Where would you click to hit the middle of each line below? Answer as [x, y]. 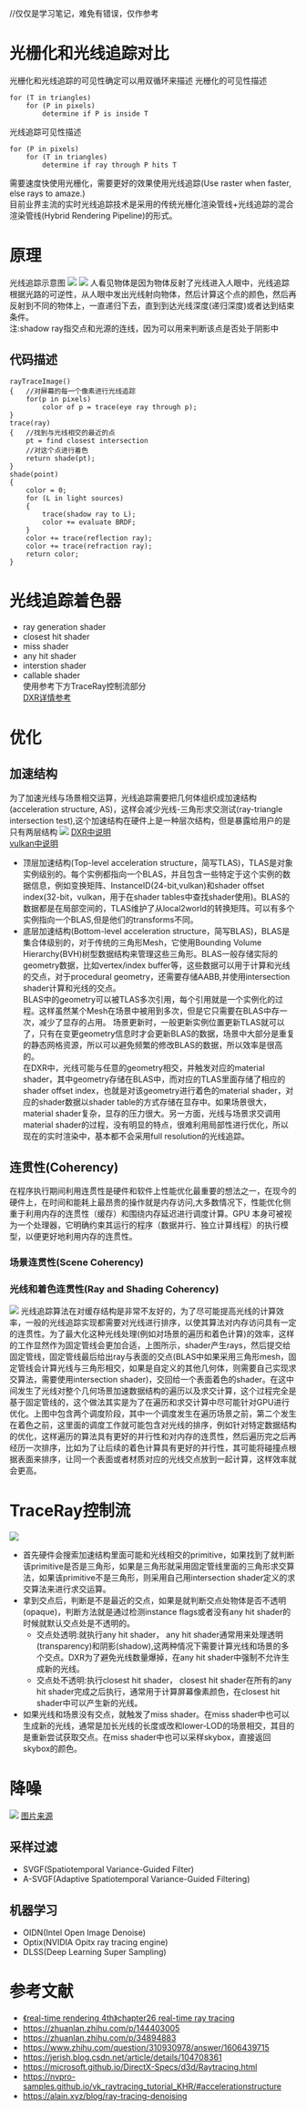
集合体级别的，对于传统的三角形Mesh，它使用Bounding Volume [142, 942]
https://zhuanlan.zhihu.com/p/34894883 [99, 2038]
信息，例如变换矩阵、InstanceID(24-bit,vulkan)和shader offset [148, 885]
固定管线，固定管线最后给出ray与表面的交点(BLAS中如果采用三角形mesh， [149, 1356]
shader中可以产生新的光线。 [89, 1703]
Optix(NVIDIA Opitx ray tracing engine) [95, 1942]
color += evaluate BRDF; [89, 522]
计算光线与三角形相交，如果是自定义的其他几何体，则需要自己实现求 [168, 1368]
